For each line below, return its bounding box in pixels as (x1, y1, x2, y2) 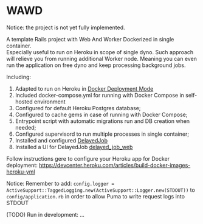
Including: (6, 73, 32, 80)
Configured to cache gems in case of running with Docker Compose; (15, 111, 188, 118)
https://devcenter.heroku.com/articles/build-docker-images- (38, 161, 191, 169)
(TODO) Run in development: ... (6, 211, 85, 218)
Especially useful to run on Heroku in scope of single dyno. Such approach (6, 48, 194, 55)
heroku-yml (6, 168, 35, 175)
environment (33, 98, 66, 105)
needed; (15, 124, 36, 131)
